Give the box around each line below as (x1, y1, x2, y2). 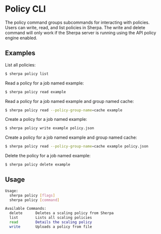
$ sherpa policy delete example (5, 162, 70, 167)
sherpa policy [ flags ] (9, 193, 55, 198)
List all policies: (5, 62, 36, 67)
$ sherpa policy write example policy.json (5, 126, 95, 131)
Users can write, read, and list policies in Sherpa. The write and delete (5, 24, 145, 30)
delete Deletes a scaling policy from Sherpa (9, 211, 114, 216)
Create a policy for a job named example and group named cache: (5, 134, 137, 140)
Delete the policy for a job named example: (5, 153, 91, 159)
